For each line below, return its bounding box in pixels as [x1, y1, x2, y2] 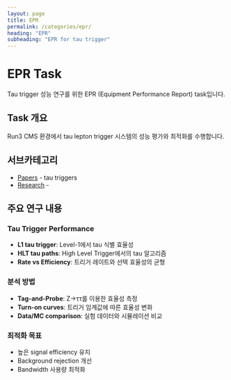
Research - [17, 180, 50, 189]
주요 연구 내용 [7, 203, 63, 214]
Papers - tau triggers [17, 173, 78, 182]
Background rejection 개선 [17, 356, 93, 365]
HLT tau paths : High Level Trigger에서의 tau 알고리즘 [17, 249, 167, 258]
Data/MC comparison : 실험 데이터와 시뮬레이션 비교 [17, 311, 163, 320]
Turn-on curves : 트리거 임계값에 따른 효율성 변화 [17, 303, 153, 311]
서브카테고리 [7, 155, 58, 166]
